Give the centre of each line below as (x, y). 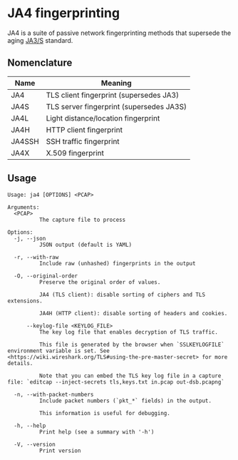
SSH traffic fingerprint (83, 141)
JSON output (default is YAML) (86, 245)
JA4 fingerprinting (63, 13)
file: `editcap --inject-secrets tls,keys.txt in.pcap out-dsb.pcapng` (116, 382)
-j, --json (30, 238)
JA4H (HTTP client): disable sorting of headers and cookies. (133, 313)
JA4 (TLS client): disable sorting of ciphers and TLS (122, 295)
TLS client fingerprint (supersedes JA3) (113, 95)
